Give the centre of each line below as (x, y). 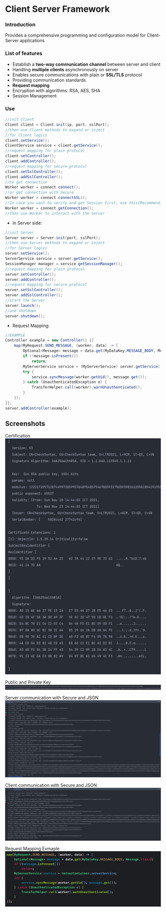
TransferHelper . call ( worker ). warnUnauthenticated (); (87, 387)
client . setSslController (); (34, 172)
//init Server (20, 233)
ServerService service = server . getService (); (54, 259)
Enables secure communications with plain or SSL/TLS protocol (77, 75)
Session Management (34, 96)
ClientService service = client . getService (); (54, 145)
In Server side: (27, 223)
